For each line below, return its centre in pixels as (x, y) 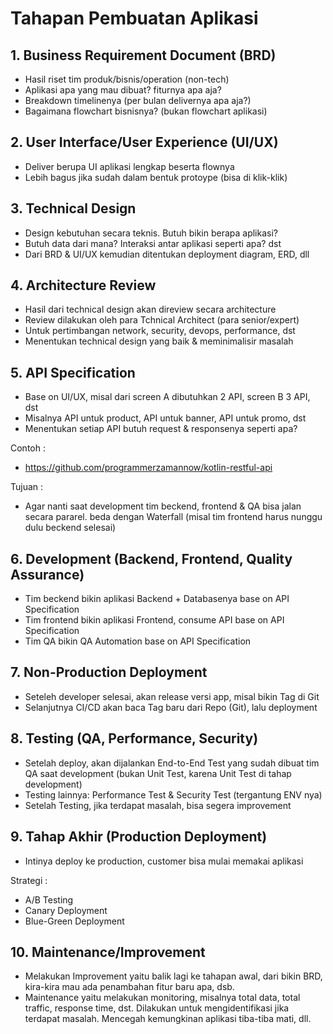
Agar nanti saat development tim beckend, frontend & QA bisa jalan (163, 506)
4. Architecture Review (83, 285)
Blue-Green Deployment (74, 921)
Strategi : (29, 880)
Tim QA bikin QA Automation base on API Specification (138, 641)
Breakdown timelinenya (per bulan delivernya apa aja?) (138, 100)
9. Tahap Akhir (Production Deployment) (139, 837)
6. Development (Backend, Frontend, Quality (151, 558)
